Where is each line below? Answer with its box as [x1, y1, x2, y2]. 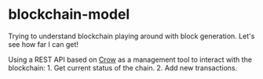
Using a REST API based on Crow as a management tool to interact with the [8, 55, 253, 64]
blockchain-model [8, 5, 130, 23]
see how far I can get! [8, 39, 79, 48]
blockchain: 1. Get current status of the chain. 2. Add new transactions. [8, 63, 238, 72]
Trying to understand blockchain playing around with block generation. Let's [8, 31, 255, 41]
